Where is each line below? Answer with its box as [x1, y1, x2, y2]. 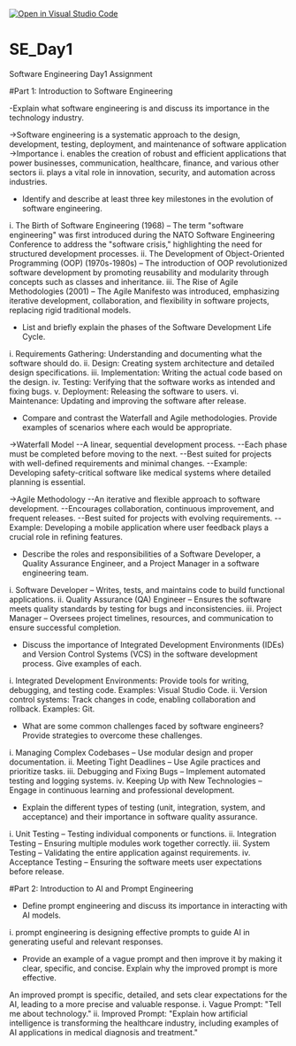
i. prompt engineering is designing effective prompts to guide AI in [9, 927, 250, 937]
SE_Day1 [9, 40, 73, 59]
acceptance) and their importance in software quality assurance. [21, 811, 258, 822]
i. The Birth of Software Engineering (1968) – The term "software [9, 219, 245, 230]
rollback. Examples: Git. [9, 704, 95, 714]
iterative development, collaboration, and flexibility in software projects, [9, 295, 269, 305]
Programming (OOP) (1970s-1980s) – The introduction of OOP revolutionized [9, 258, 288, 268]
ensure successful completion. [9, 622, 122, 633]
